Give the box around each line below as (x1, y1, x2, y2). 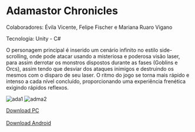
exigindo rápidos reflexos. (6, 84, 69, 91)
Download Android (6, 119, 52, 126)
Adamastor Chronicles (6, 4, 119, 18)
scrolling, (6, 52, 28, 60)
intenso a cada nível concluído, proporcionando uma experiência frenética (6, 78, 186, 85)
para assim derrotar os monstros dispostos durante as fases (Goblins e (6, 59, 178, 66)
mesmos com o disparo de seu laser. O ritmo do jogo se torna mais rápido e (6, 71, 190, 78)
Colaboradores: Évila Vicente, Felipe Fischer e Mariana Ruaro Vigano (6, 24, 173, 31)
